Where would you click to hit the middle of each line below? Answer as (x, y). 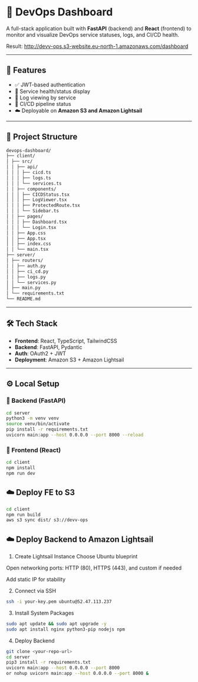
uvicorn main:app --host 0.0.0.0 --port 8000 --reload (75, 435)
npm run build (24, 515)
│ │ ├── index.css (29, 244)
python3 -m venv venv (33, 418)
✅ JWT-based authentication (50, 85)
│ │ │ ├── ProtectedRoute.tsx (43, 206)
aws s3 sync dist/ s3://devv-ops (47, 520)
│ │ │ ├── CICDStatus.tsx (38, 195)
